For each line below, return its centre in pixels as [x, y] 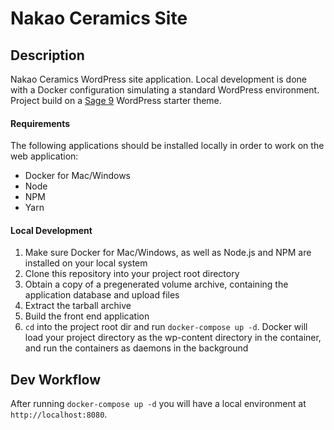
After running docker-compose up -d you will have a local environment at [158, 404]
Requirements [40, 123]
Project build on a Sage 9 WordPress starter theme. [116, 100]
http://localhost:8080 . [59, 414]
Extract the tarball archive [78, 306]
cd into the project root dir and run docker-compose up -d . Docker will [166, 327]
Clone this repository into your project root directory [132, 274]
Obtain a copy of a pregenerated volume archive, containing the [156, 284]
